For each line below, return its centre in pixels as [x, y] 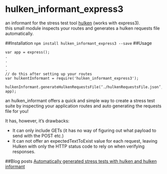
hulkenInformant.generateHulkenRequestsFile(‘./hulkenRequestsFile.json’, [84, 87]
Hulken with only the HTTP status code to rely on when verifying [79, 146]
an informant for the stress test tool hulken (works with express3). [73, 23]
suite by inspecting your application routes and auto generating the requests [83, 106]
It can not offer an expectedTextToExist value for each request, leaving [85, 141]
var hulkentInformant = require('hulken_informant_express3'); [72, 78]
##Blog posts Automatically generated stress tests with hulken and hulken [81, 161]
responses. [24, 151]
